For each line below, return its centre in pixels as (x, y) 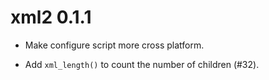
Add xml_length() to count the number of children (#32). (142, 64)
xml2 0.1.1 (51, 17)
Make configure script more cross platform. (114, 45)
